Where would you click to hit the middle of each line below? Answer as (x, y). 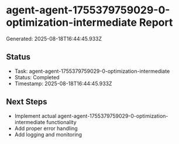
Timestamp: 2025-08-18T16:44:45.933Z (63, 83)
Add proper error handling (46, 128)
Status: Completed (37, 77)
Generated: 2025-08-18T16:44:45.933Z (54, 38)
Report (156, 22)
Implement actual (35, 116)
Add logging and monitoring (48, 134)
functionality (62, 122)
